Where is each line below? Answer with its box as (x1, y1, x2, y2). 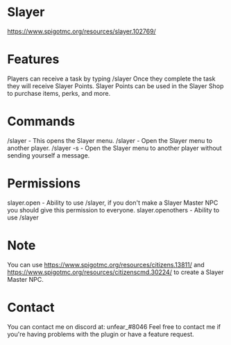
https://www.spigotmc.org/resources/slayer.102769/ (7, 27, 156, 35)
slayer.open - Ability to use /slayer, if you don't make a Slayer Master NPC (7, 199, 219, 207)
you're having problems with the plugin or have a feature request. (7, 330, 194, 338)
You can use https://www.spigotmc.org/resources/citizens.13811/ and (7, 260, 205, 269)
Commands (7, 114, 76, 129)
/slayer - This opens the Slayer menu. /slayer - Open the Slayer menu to (7, 136, 213, 144)
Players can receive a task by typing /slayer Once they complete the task (7, 74, 216, 83)
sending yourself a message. (7, 151, 90, 160)
